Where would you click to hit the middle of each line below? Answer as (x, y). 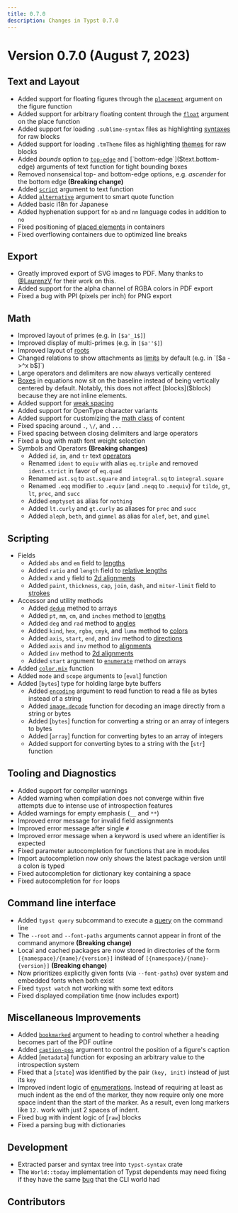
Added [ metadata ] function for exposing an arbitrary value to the (111, 1057)
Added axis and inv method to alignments (90, 645)
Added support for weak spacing (66, 403)
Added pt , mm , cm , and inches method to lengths (97, 615)
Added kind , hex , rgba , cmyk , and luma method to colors (108, 631)
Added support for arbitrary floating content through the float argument (123, 113)
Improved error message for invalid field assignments (95, 820)
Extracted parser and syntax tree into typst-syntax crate (100, 1164)
